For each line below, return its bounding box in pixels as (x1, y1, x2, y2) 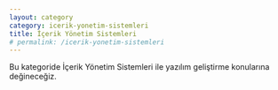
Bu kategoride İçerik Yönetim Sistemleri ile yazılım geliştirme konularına (9, 62, 270, 72)
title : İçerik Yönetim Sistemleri (9, 29, 138, 38)
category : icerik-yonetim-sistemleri (9, 21, 149, 30)
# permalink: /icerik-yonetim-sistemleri (9, 37, 165, 47)
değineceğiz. (9, 71, 58, 82)
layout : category (9, 12, 74, 22)
